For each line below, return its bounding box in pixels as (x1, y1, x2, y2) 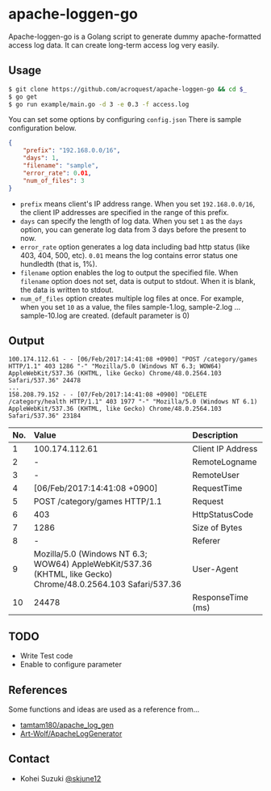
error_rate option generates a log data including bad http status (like (19, 242, 250, 252)
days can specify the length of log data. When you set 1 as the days (19, 216, 244, 226)
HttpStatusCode (192, 509, 254, 520)
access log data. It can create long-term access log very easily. (8, 40, 219, 49)
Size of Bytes (192, 522, 243, 534)
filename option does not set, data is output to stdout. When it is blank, (19, 276, 256, 286)
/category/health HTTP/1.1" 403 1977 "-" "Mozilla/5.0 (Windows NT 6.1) (8, 398, 258, 406)
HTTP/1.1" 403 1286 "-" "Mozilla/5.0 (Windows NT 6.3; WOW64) (8, 362, 222, 370)
